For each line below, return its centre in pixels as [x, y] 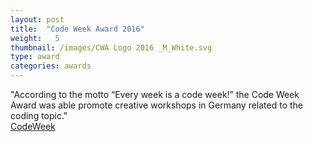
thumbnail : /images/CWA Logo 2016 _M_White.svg [111, 47]
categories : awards [51, 66]
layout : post [37, 19]
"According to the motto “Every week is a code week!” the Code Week [155, 94]
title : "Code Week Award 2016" [77, 29]
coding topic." [39, 115]
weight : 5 [35, 38]
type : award [35, 57]
